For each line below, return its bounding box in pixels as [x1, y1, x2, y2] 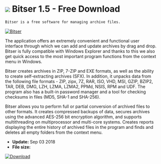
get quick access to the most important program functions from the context [5, 53, 157, 59]
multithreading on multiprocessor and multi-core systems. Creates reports [5, 119, 154, 125]
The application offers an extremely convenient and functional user [5, 38, 140, 43]
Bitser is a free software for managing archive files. [5, 20, 121, 24]
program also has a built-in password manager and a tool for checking [5, 89, 146, 95]
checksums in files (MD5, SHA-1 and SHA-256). [5, 94, 101, 100]
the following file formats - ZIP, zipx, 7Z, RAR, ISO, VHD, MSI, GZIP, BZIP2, [5, 78, 153, 84]
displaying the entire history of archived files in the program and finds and [5, 124, 154, 130]
